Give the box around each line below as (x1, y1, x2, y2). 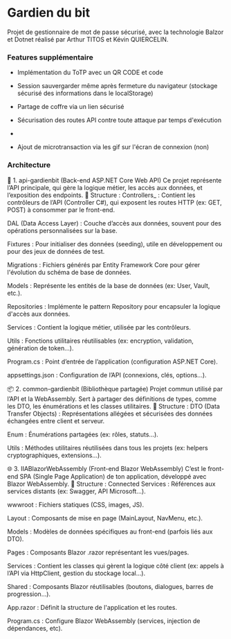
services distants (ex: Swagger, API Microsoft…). (7, 487, 147, 495)
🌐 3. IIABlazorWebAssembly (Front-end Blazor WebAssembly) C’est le (7, 464, 206, 472)
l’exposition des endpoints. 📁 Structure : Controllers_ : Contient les (7, 191, 196, 199)
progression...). (7, 590, 50, 598)
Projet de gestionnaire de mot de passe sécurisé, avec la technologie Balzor (7, 28, 224, 36)
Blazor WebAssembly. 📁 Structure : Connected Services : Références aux (7, 479, 216, 488)
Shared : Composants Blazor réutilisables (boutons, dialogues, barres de (7, 582, 214, 590)
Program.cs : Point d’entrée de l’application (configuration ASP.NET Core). (7, 357, 218, 366)
